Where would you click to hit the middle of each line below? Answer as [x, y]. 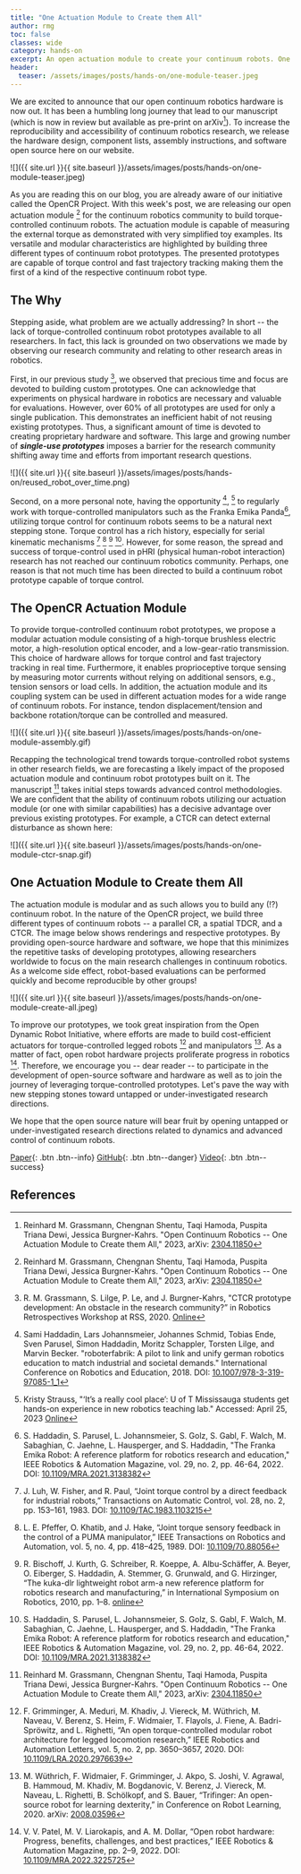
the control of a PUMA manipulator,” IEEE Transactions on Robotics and [154, 1536]
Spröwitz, [41, 1730]
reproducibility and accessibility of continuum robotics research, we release [150, 132]
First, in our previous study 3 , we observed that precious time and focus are [149, 378]
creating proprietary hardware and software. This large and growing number [150, 436]
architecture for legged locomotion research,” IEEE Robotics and [141, 1740]
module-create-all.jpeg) [54, 1007]
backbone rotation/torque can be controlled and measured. [119, 715]
